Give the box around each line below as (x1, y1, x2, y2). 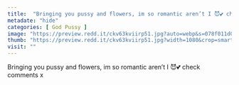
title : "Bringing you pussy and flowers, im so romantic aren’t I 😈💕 (7, 10, 223, 18)
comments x (7, 71, 44, 79)
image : (7, 30, 27, 38)
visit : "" (7, 43, 37, 50)
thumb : (7, 37, 27, 44)
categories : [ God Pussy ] (7, 23, 87, 30)
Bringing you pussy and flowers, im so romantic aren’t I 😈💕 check (7, 63, 201, 71)
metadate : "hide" (7, 17, 59, 24)
